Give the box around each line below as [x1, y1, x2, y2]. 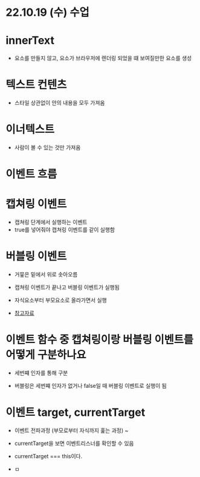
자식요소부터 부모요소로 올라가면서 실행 [14, 296, 107, 304]
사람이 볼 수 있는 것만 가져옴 [14, 144, 81, 151]
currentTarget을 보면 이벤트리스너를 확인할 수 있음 [14, 439, 134, 447]
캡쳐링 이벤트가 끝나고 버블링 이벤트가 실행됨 [14, 284, 120, 291]
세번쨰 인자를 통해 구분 [14, 369, 68, 376]
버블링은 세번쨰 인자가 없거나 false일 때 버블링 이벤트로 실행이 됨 [14, 382, 167, 389]
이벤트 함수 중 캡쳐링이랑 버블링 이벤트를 [5, 333, 194, 347]
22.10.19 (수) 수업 [5, 5, 89, 19]
